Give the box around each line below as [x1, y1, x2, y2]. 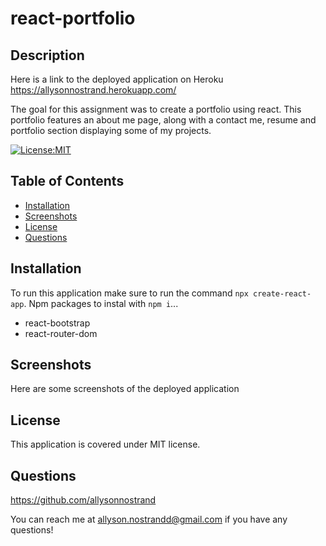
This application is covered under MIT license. [10, 438, 201, 451]
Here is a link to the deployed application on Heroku [10, 73, 224, 85]
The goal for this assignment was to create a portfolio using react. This [10, 103, 302, 115]
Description [10, 47, 85, 64]
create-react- [253, 288, 312, 299]
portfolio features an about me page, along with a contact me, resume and [10, 114, 317, 126]
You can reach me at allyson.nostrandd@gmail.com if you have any [10, 513, 288, 526]
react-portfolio [10, 7, 136, 30]
